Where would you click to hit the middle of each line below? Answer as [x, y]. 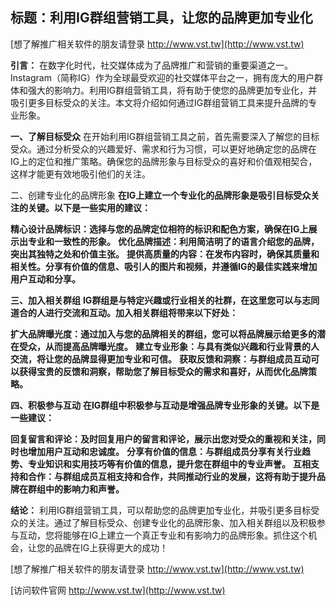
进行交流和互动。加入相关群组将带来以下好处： [141, 312]
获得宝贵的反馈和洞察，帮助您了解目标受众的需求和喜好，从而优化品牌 [163, 371]
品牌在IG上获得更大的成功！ [111, 547]
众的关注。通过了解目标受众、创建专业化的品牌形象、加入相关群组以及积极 [163, 522]
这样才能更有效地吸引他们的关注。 [80, 174]
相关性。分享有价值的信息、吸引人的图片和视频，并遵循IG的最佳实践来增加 [164, 266]
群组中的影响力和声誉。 [76, 489]
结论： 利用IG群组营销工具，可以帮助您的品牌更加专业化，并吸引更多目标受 [165, 510]
